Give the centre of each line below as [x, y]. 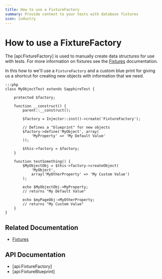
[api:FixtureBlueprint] [33, 271]
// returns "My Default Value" [54, 191]
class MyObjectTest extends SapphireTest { [50, 89]
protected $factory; [35, 98]
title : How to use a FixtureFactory [42, 9]
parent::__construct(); [47, 111]
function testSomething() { [42, 162]
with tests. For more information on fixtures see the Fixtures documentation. [81, 61]
